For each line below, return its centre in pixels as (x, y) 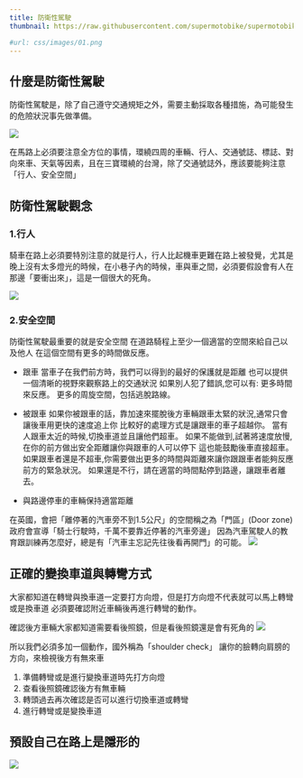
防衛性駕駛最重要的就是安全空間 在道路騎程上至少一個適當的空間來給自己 (145, 342)
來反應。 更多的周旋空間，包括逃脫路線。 (99, 394)
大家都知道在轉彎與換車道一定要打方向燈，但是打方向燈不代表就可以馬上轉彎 (151, 597)
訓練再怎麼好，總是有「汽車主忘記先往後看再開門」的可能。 (135, 542)
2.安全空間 (32, 320)
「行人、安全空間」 (45, 175)
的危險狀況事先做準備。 (53, 116)
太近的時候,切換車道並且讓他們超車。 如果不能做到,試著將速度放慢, (170, 436)
